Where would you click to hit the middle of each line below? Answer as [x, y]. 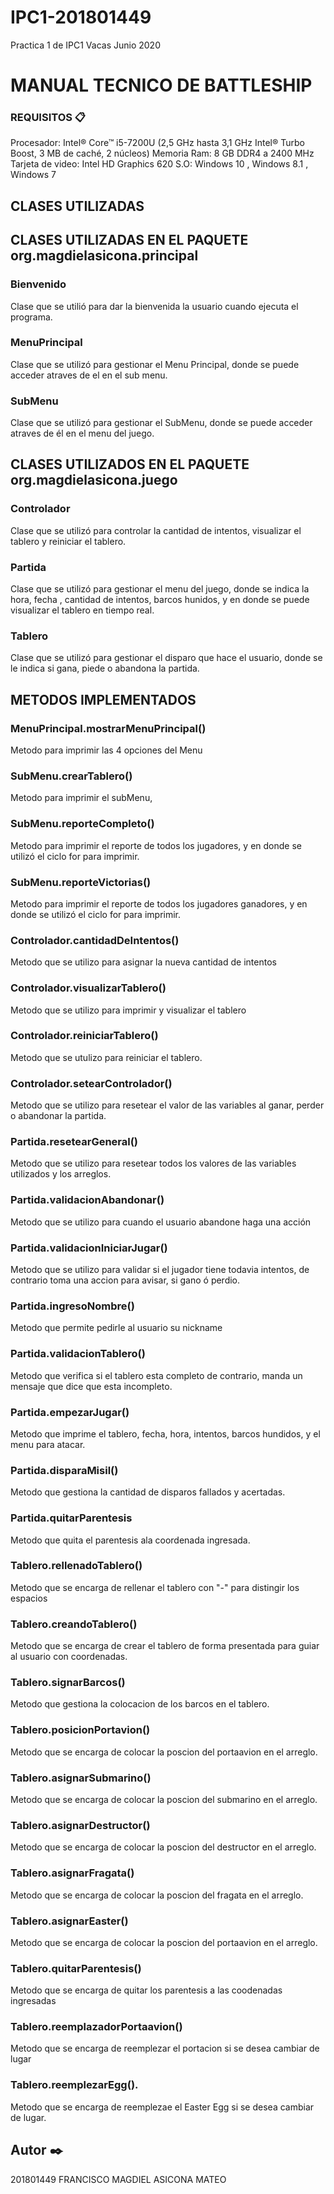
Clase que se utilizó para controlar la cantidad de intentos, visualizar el [156, 530]
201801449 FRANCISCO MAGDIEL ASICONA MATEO [118, 2179]
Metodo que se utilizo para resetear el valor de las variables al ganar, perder [167, 1105]
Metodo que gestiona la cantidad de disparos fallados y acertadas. [148, 1492]
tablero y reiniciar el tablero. [68, 541]
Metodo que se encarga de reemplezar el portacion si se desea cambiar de [165, 2048]
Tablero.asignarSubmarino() [81, 1778]
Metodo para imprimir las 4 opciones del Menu [106, 750]
